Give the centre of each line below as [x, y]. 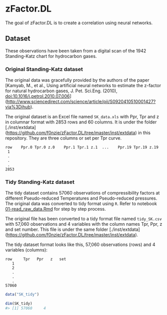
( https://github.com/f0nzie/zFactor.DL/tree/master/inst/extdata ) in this [78, 133]
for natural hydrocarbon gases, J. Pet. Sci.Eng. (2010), [61, 91]
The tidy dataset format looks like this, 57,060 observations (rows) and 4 [80, 244]
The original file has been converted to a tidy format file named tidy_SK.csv [83, 219]
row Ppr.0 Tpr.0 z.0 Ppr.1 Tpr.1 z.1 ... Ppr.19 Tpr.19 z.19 [82, 147]
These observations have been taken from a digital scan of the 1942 [76, 50]
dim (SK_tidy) [19, 304]
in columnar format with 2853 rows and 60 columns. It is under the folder [81, 122]
